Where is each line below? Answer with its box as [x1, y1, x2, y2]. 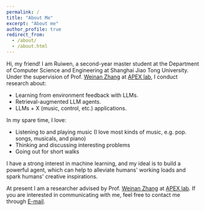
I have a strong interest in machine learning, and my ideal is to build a [6, 159, 181, 167]
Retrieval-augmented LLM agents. [15, 98, 102, 105]
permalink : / [6, 9, 40, 15]
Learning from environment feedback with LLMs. [15, 91, 139, 99]
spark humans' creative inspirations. [6, 172, 98, 180]
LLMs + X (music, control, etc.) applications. [15, 104, 127, 112]
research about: [6, 79, 47, 86]
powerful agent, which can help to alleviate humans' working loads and [6, 166, 186, 174]
